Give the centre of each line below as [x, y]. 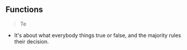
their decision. [32, 41]
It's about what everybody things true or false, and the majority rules [97, 35]
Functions [24, 10]
